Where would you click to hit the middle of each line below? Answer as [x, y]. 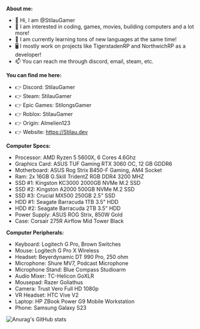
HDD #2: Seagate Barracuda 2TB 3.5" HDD [68, 208]
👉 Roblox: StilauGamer [44, 114]
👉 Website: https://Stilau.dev [51, 132]
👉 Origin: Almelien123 [42, 123]
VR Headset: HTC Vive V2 [47, 295]
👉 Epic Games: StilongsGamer [53, 105]
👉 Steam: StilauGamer [43, 96]
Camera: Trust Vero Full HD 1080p [57, 289]
